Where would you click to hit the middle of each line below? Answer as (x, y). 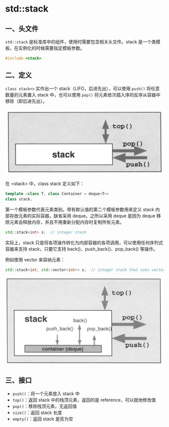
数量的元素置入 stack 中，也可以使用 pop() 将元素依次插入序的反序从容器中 (83, 94)
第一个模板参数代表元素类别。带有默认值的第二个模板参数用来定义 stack (80, 210)
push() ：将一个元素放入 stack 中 (46, 393)
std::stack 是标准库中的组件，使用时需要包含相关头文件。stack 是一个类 (81, 42)
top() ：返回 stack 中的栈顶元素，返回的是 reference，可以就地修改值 (84, 400)
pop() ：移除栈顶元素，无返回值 (45, 406)
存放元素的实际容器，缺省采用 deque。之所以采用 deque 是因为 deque (82, 216)
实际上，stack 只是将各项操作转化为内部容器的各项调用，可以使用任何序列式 (84, 243)
